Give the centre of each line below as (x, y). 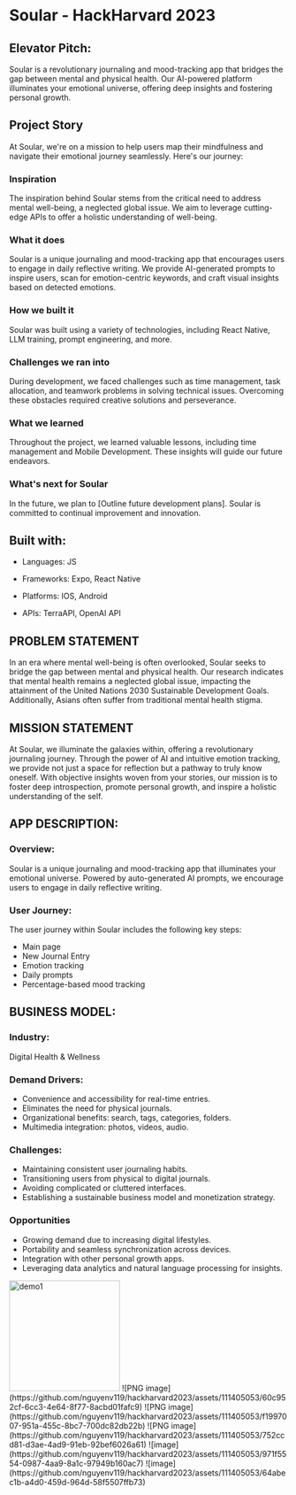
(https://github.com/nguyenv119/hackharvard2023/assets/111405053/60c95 (148, 1397)
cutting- (258, 208)
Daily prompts (47, 975)
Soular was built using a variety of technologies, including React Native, (140, 329)
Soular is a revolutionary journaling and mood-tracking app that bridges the (146, 69)
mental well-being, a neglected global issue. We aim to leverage (125, 208)
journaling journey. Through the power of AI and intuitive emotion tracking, (145, 759)
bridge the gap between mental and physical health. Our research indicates (147, 672)
